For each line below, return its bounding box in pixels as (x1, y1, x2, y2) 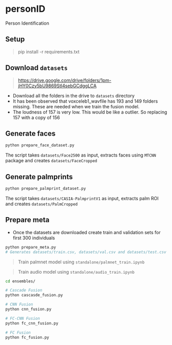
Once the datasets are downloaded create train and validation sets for (12, 229, 161, 235)
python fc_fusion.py (5, 335, 50, 340)
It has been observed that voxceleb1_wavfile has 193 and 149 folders (12, 98, 158, 104)
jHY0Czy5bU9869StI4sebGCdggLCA (17, 83, 97, 89)
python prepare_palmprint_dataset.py (5, 186, 86, 191)
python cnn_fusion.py (5, 306, 52, 312)
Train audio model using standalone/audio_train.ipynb (17, 269, 135, 275)
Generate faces (5, 129, 56, 138)
